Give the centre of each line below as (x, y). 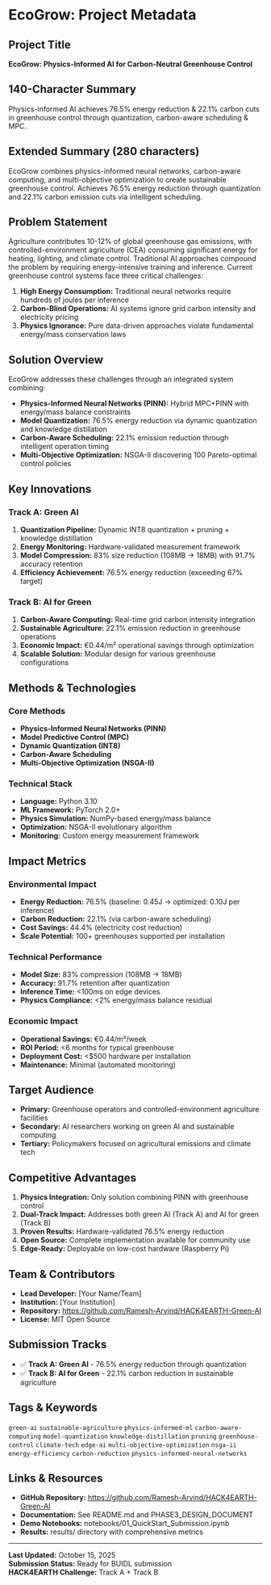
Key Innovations (50, 489)
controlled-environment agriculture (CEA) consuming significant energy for (133, 250)
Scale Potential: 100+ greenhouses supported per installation (123, 935)
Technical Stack (40, 784)
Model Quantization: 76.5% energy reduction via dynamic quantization (138, 421)
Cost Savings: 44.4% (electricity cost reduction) (101, 927)
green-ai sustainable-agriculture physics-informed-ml (101, 1427)
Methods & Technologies (72, 688)
